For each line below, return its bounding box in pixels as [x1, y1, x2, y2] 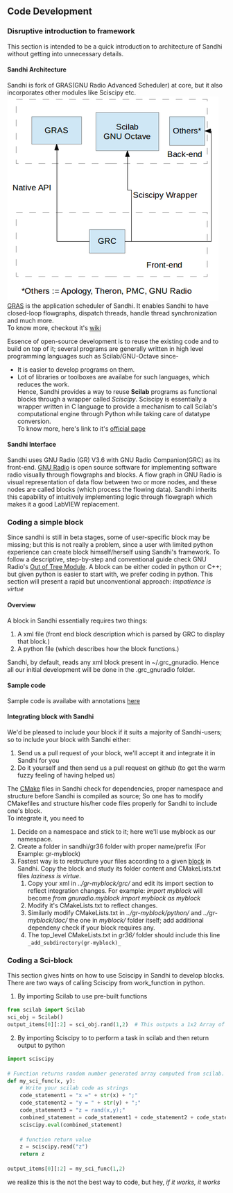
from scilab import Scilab [7, 1007, 85, 1014]
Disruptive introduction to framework [7, 26, 135, 36]
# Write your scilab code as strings [19, 1085, 129, 1092]
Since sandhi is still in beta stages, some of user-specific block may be [7, 533, 210, 541]
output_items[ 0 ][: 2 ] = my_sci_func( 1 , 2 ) [7, 1165, 126, 1173]
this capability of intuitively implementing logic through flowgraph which [7, 493, 214, 501]
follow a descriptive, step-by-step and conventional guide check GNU [7, 555, 207, 563]
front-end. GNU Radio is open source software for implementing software [7, 463, 217, 472]
